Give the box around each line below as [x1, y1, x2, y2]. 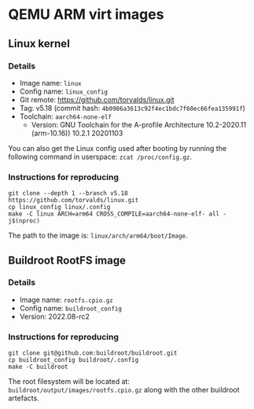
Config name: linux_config [19, 87, 109, 96]
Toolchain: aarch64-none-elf [19, 112, 112, 121]
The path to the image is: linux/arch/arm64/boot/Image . [8, 230, 188, 241]
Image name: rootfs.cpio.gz [19, 295, 114, 304]
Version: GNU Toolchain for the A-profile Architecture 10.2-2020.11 [31, 120, 246, 129]
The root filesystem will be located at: [8, 377, 130, 386]
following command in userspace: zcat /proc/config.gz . [8, 152, 193, 161]
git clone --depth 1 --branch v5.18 [8, 190, 128, 197]
